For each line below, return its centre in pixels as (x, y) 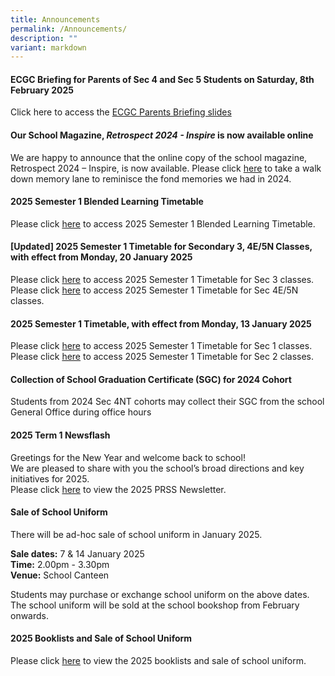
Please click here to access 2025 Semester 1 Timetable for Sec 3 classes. (162, 280)
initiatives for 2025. (50, 478)
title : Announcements (55, 19)
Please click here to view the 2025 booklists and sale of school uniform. (158, 661)
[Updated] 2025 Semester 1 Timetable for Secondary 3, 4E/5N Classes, (161, 247)
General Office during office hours (81, 412)
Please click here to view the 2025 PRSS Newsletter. (118, 489)
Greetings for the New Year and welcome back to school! (128, 457)
